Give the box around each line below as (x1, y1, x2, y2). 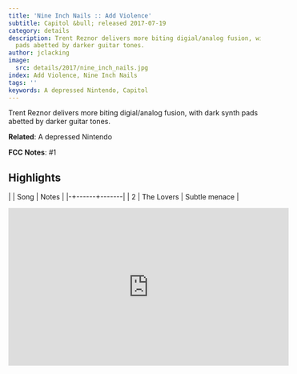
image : (8, 57, 30, 65)
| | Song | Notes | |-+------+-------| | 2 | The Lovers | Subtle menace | (8, 192, 239, 202)
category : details (8, 26, 70, 34)
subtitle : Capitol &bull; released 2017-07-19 (8, 19, 167, 27)
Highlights (8, 171, 62, 184)
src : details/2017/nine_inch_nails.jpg (15, 64, 149, 72)
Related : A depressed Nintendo (8, 132, 113, 142)
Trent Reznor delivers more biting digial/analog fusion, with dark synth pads (8, 108, 259, 118)
